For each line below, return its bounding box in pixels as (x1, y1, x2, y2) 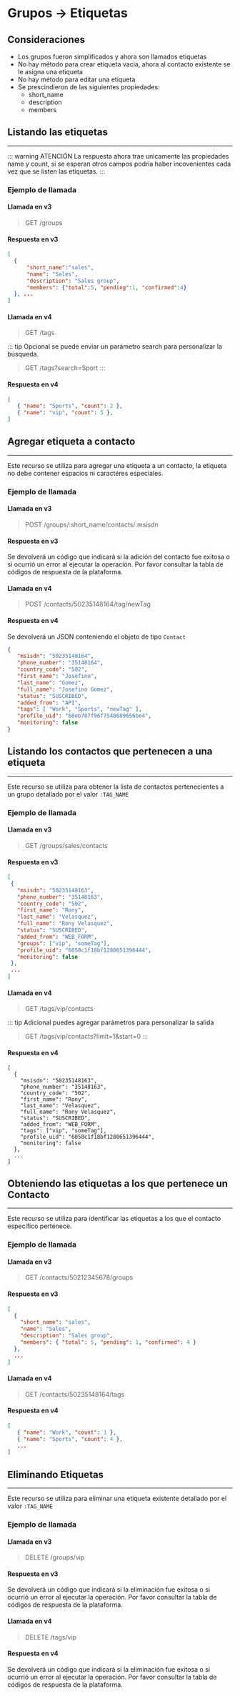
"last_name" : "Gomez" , (16, 679, 84, 687)
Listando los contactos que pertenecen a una (7, 745, 213, 758)
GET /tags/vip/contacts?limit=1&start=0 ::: (24, 1032, 149, 1041)
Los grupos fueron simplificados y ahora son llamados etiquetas (17, 52, 207, 61)
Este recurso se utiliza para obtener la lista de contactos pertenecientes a (7, 782, 224, 791)
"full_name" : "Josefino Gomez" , (16, 686, 114, 693)
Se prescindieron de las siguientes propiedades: (17, 83, 160, 91)
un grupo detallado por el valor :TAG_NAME (7, 789, 129, 798)
